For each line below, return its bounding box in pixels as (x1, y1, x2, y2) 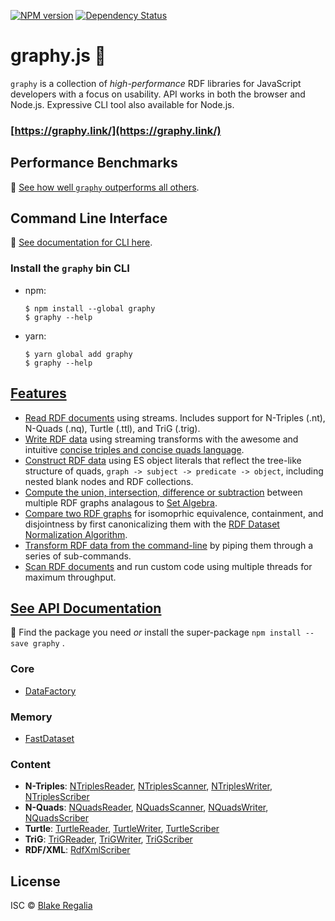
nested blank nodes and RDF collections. (24, 475, 194, 487)
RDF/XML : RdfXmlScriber (24, 844, 131, 856)
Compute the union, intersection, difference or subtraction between (24, 486, 303, 498)
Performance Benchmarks (10, 155, 178, 172)
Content (10, 757, 52, 771)
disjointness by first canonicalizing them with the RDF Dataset (24, 518, 280, 530)
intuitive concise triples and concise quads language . (24, 443, 245, 455)
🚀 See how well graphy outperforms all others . (10, 181, 200, 193)
